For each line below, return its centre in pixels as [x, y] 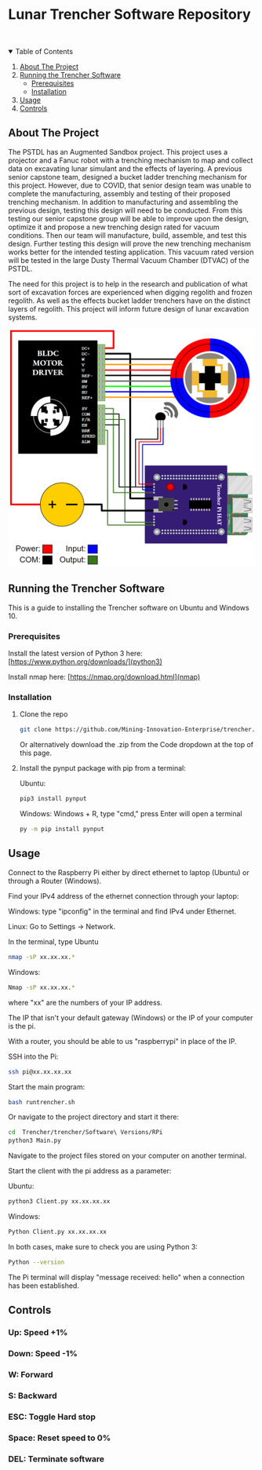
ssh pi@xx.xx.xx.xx [40, 1072]
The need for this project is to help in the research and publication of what [128, 283]
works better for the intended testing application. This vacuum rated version [131, 252]
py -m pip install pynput [62, 830]
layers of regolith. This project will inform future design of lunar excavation [129, 308]
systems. [23, 317]
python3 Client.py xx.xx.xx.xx [59, 1202]
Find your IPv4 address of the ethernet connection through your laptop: [124, 895]
